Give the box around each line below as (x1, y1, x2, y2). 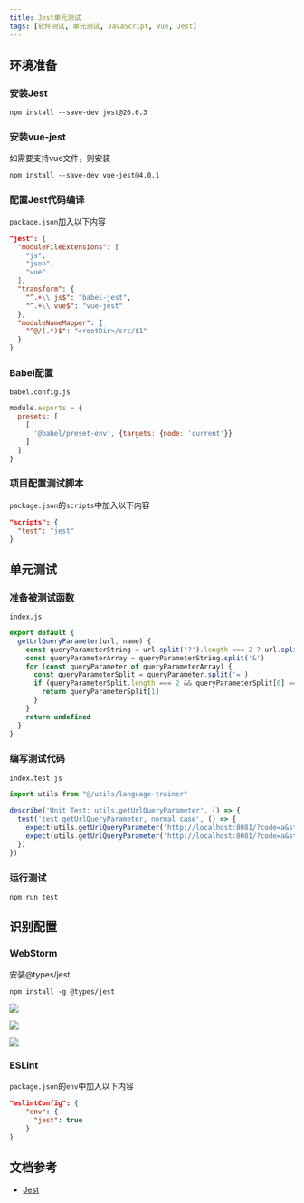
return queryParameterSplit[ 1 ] (42, 688, 160, 697)
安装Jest (9, 87, 48, 100)
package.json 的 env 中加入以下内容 (9, 1081, 134, 1092)
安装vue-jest (9, 130, 66, 143)
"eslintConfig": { (9, 1099, 79, 1108)
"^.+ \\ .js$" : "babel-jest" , (25, 293, 131, 302)
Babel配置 (9, 366, 54, 379)
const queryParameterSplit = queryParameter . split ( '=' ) (33, 670, 249, 679)
